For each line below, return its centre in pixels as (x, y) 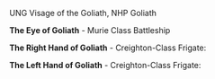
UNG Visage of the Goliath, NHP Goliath (83, 13)
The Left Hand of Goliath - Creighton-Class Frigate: (105, 65)
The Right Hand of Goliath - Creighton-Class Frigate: (108, 48)
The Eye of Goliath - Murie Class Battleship (90, 30)
